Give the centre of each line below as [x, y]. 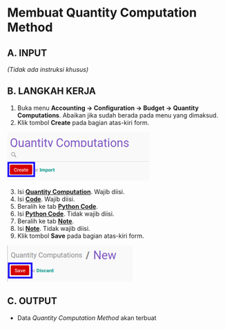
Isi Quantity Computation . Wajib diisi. [71, 191]
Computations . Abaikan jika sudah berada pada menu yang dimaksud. [118, 115]
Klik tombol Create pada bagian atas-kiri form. [83, 122]
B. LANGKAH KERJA [52, 91]
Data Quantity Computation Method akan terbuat [87, 318]
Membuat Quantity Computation [102, 13]
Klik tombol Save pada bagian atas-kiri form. [81, 236]
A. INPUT [27, 53]
